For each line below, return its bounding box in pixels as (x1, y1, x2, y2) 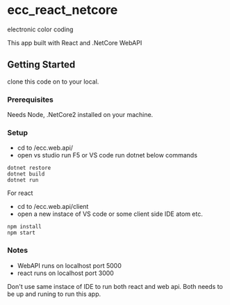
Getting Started (7, 58, 76, 71)
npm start (7, 229, 36, 237)
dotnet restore (7, 164, 51, 172)
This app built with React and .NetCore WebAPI (7, 38, 142, 47)
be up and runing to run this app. (7, 290, 101, 298)
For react (7, 189, 33, 197)
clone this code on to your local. (7, 77, 99, 86)
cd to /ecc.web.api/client (17, 203, 89, 211)
